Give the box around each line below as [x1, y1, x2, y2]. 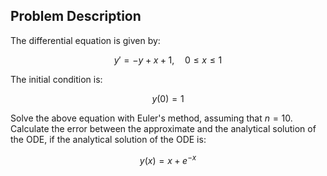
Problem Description [10, 8, 142, 25]
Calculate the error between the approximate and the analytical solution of [10, 122, 317, 134]
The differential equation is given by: [10, 34, 161, 46]
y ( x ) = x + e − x [139, 152, 197, 166]
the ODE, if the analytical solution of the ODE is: [10, 133, 207, 145]
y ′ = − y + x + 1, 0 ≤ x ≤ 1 [113, 54, 223, 66]
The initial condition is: [10, 73, 103, 85]
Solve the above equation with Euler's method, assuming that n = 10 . [10, 112, 293, 124]
